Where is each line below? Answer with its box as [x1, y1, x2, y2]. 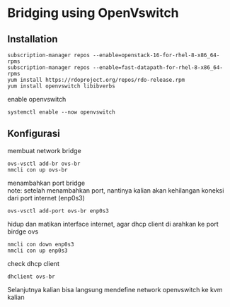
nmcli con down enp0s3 [7, 241, 74, 248]
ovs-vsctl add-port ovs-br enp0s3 [7, 207, 110, 215]
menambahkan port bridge [7, 179, 86, 187]
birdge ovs [7, 227, 39, 236]
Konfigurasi [7, 128, 60, 140]
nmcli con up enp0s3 [7, 247, 69, 254]
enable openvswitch [7, 95, 67, 103]
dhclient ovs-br [7, 273, 55, 280]
